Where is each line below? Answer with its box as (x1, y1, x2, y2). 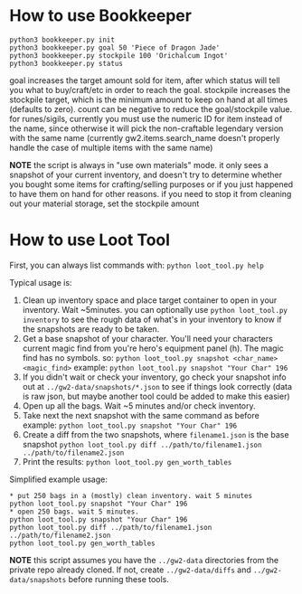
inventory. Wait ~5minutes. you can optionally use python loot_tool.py (22, 304, 288, 315)
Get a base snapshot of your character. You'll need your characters (22, 333, 273, 344)
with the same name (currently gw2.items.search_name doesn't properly (9, 132, 280, 143)
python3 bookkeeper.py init (9, 35, 116, 44)
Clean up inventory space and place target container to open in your (22, 295, 278, 306)
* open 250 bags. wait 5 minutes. (9, 507, 140, 516)
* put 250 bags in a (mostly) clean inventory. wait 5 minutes (9, 491, 253, 500)
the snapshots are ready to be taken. (22, 323, 160, 335)
